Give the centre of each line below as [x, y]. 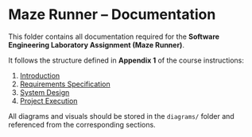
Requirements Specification [65, 84]
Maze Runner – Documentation [112, 15]
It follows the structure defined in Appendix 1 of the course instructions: [126, 60]
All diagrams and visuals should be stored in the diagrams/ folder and [121, 116]
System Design [45, 92]
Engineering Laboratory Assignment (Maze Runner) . [97, 44]
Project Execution [48, 101]
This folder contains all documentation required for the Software [114, 36]
